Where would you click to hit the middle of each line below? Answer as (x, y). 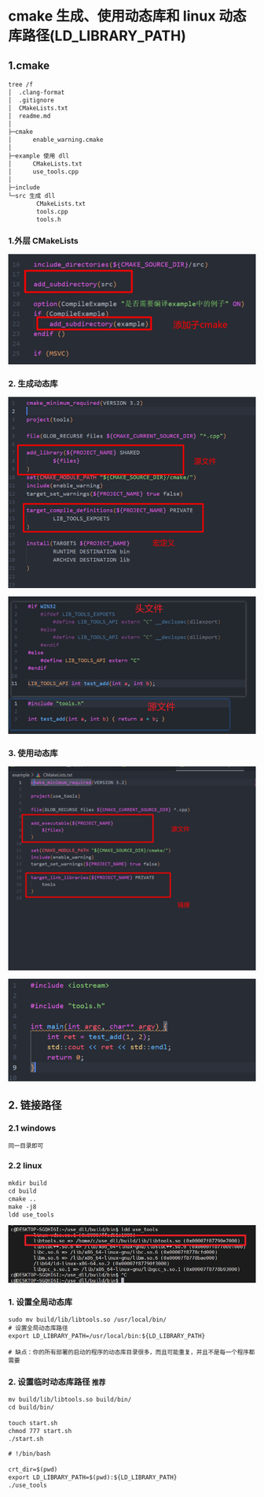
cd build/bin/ (31, 1408)
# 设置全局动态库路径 (38, 1328)
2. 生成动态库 (33, 383)
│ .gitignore (31, 100)
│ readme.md (29, 116)
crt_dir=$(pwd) (33, 1470)
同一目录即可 (26, 1146)
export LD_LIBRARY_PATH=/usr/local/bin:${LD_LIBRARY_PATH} (107, 1336)
